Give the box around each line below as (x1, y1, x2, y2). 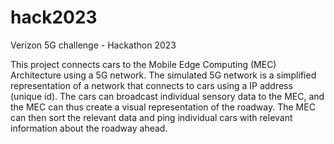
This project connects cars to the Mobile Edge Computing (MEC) (10, 58, 277, 70)
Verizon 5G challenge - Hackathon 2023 (10, 39, 177, 51)
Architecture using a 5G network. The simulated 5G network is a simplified (10, 69, 317, 81)
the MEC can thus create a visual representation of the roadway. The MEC (10, 101, 316, 113)
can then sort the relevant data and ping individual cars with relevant (10, 111, 293, 123)
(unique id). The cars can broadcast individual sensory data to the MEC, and (10, 90, 325, 102)
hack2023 (10, 6, 98, 29)
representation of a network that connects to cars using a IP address (10, 79, 293, 91)
